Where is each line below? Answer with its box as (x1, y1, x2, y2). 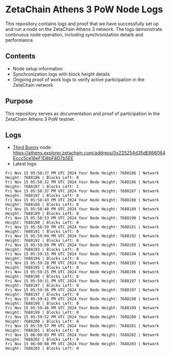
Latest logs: (12, 161, 37, 167)
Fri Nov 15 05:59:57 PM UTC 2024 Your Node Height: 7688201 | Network (5, 324, 159, 329)
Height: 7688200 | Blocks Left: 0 (5, 319, 79, 324)
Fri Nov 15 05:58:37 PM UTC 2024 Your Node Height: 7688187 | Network (5, 189, 159, 194)
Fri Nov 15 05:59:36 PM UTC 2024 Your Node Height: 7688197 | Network (5, 288, 159, 293)
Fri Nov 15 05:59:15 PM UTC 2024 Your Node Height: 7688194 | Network (5, 252, 159, 257)
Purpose (5, 97, 33, 106)
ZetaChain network (12, 82, 54, 88)
